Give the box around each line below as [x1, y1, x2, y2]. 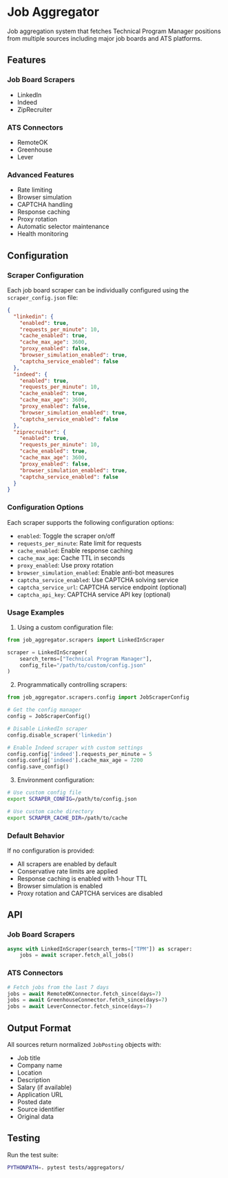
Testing [7, 1132, 41, 1144]
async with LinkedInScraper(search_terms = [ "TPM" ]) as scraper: [7, 946, 193, 952]
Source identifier [17, 1105, 65, 1113]
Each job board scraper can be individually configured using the [7, 286, 189, 294]
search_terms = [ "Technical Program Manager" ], [19, 655, 153, 662]
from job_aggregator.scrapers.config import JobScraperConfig [7, 694, 189, 701]
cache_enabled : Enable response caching [17, 546, 133, 555]
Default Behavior [7, 830, 65, 840]
